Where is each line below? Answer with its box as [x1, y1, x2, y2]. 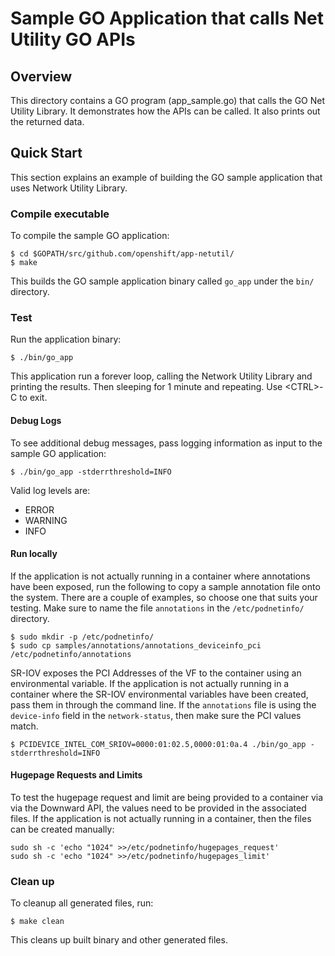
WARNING [24, 514, 68, 526]
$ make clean [10, 917, 65, 927]
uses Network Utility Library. [10, 182, 128, 194]
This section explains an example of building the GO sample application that [10, 171, 323, 183]
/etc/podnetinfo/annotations [10, 649, 132, 659]
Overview [10, 68, 73, 85]
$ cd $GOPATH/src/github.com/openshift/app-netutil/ [10, 249, 235, 259]
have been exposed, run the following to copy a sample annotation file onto [10, 580, 321, 592]
